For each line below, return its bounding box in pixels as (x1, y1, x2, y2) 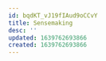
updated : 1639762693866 (8, 33, 88, 42)
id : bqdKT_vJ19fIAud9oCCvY (8, 11, 98, 20)
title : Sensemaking (8, 19, 73, 27)
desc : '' (8, 26, 37, 34)
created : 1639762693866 (8, 41, 88, 49)
